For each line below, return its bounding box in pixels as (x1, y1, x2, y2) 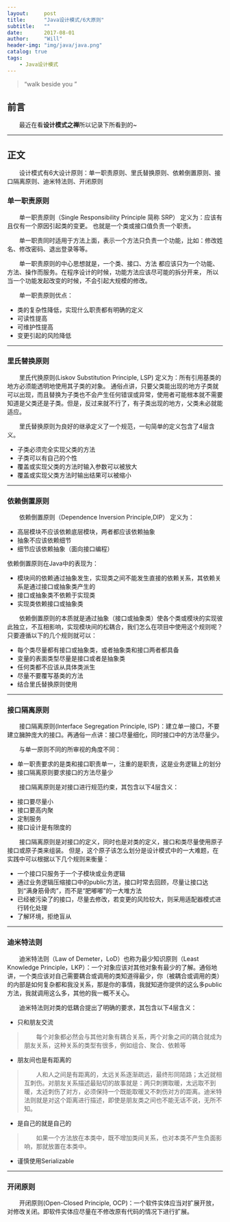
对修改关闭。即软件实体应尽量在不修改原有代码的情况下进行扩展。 (7, 1208, 193, 1216)
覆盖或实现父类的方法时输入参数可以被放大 (16, 462, 138, 470)
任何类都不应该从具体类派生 (16, 663, 96, 672)
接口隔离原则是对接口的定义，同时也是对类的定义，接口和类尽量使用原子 (18, 838, 223, 846)
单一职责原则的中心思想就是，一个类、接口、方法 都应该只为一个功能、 (18, 259, 219, 267)
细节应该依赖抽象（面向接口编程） (16, 545, 114, 553)
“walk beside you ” (23, 80, 77, 88)
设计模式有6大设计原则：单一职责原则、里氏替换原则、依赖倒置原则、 (18, 169, 215, 177)
